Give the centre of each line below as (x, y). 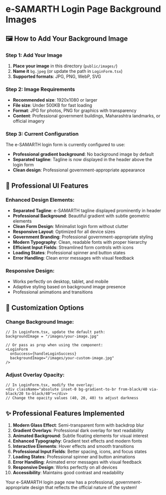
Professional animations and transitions (53, 292)
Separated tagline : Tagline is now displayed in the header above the (82, 160)
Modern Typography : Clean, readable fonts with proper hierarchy (80, 242)
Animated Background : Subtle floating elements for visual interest (81, 436)
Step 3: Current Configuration (42, 134)
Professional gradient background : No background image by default (83, 154)
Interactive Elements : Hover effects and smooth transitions (73, 446)
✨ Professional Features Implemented (65, 413)
